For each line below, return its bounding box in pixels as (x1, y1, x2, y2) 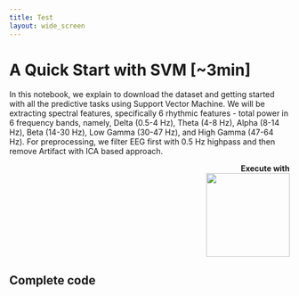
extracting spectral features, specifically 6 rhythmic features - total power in (9, 108, 289, 119)
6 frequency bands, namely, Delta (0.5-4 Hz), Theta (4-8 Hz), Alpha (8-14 (9, 118, 280, 128)
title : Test (9, 12, 53, 22)
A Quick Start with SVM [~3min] (9, 60, 251, 80)
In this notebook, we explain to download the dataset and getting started (9, 89, 275, 100)
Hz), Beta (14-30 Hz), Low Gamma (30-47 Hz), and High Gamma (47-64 (9, 127, 274, 138)
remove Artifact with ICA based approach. (9, 146, 164, 157)
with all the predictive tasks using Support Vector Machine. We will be (9, 99, 265, 110)
